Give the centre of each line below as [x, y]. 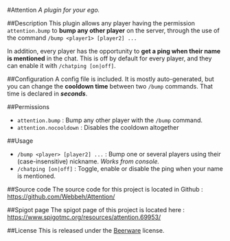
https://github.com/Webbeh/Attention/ [61, 196]
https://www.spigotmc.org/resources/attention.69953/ [84, 217]
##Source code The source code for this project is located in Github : [105, 189]
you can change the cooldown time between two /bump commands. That [110, 86]
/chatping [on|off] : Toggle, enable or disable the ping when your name [120, 169]
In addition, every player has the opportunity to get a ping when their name [114, 51]
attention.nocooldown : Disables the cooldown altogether [98, 127]
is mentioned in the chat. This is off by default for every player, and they [110, 58]
